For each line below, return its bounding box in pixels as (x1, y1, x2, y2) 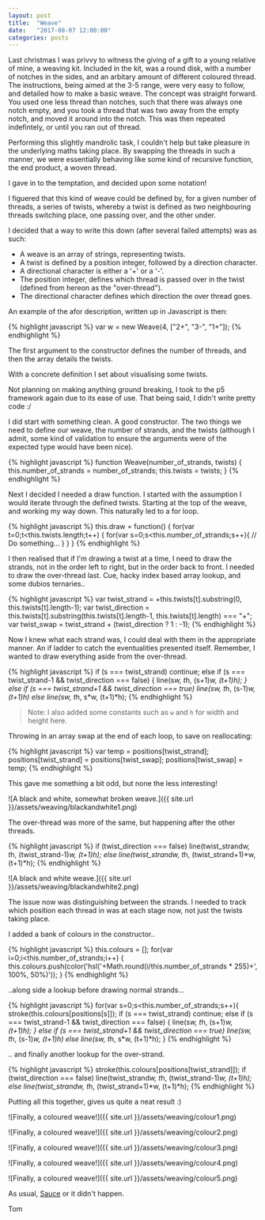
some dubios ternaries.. (8, 579, 85, 589)
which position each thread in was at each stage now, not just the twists (8, 906, 243, 916)
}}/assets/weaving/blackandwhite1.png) (8, 803, 138, 812)
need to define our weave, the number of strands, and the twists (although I (8, 425, 255, 435)
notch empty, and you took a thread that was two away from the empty (8, 106, 240, 115)
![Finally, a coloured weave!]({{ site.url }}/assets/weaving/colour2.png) (8, 1127, 239, 1137)
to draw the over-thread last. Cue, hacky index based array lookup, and (8, 571, 241, 580)
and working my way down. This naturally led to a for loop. (8, 507, 199, 516)
